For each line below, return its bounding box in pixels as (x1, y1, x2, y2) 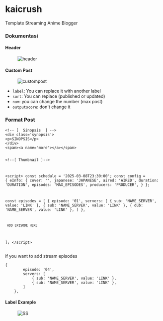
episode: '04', (23, 267, 55, 272)
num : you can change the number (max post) (12, 99, 103, 105)
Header (5, 45, 21, 51)
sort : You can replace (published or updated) (12, 93, 105, 99)
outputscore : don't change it (12, 104, 71, 110)
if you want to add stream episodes (5, 253, 78, 259)
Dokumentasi (5, 32, 38, 39)
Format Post (5, 116, 35, 123)
